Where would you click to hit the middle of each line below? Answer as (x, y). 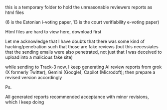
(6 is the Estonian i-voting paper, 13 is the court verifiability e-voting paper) (82, 22)
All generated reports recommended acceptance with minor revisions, (77, 97)
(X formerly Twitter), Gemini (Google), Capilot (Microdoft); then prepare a (80, 72)
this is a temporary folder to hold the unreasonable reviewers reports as (79, 7)
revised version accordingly (34, 77)
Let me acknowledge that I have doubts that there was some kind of (75, 41)
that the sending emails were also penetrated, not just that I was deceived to (83, 52)
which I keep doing (25, 102)
